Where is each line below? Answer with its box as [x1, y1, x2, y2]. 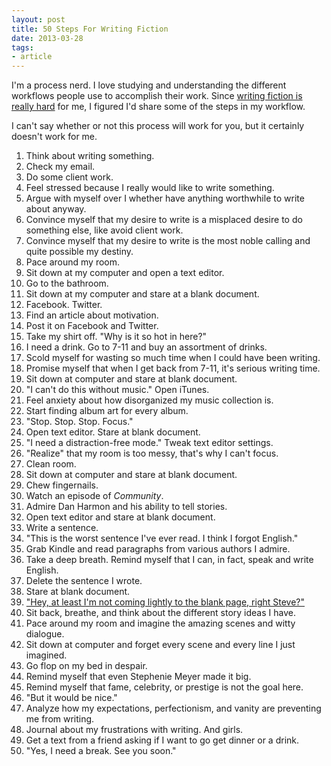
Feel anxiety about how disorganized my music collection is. [25, 394, 274, 406]
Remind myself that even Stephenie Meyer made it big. [25, 671, 252, 683]
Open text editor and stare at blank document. [25, 511, 216, 523]
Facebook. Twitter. [25, 299, 103, 311]
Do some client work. [25, 171, 114, 183]
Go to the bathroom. [25, 277, 109, 290]
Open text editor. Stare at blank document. [25, 426, 201, 438]
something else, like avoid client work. [25, 224, 184, 236]
